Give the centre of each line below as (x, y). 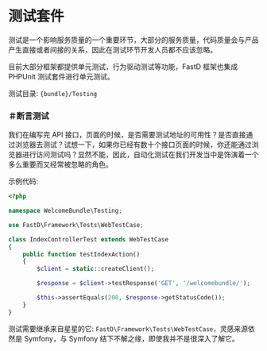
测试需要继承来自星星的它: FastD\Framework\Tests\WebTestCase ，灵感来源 (128, 328)
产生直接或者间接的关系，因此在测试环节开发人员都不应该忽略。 (112, 49)
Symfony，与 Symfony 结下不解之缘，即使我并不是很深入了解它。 (132, 338)
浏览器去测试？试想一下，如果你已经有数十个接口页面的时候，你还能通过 (133, 145)
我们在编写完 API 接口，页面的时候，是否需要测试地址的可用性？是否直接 (127, 135)
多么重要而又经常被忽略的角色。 (60, 164)
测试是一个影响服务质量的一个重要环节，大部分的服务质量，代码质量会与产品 (133, 40)
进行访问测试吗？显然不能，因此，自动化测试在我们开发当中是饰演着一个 (140, 155)
